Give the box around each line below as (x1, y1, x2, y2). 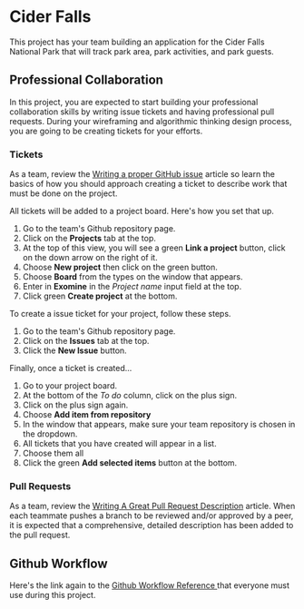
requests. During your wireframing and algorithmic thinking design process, (9, 115, 292, 126)
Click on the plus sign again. (22, 399, 129, 410)
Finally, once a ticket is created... (9, 363, 132, 374)
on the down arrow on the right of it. (22, 252, 158, 263)
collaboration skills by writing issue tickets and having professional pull (9, 106, 275, 117)
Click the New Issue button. (22, 345, 127, 356)
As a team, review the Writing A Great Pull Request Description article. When (9, 501, 296, 512)
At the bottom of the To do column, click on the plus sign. (22, 390, 238, 401)
